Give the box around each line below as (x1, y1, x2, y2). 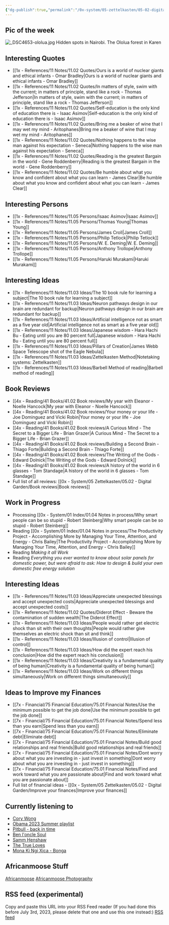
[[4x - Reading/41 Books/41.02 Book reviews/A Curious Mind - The (12, 425, 151, 431)
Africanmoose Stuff (5, 862, 69, 871)
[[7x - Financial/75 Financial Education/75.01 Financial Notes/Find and (12, 766, 157, 772)
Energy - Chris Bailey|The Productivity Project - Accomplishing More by (12, 538, 162, 545)
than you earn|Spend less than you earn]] (12, 723, 99, 729)
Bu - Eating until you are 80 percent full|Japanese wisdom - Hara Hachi (12, 332, 161, 338)
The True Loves (12, 842, 45, 848)
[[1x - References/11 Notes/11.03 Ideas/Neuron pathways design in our (12, 300, 158, 306)
